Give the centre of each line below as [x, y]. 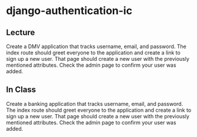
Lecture [21, 32]
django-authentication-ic [69, 11]
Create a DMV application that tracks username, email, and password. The [96, 46]
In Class [21, 90]
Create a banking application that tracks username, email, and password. [95, 104]
